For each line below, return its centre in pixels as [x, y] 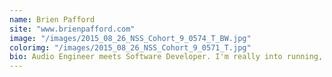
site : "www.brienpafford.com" [72, 29]
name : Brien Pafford [52, 19]
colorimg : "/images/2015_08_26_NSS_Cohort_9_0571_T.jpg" [130, 47]
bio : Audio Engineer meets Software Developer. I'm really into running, [166, 57]
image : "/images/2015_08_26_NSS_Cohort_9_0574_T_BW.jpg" [130, 38]
